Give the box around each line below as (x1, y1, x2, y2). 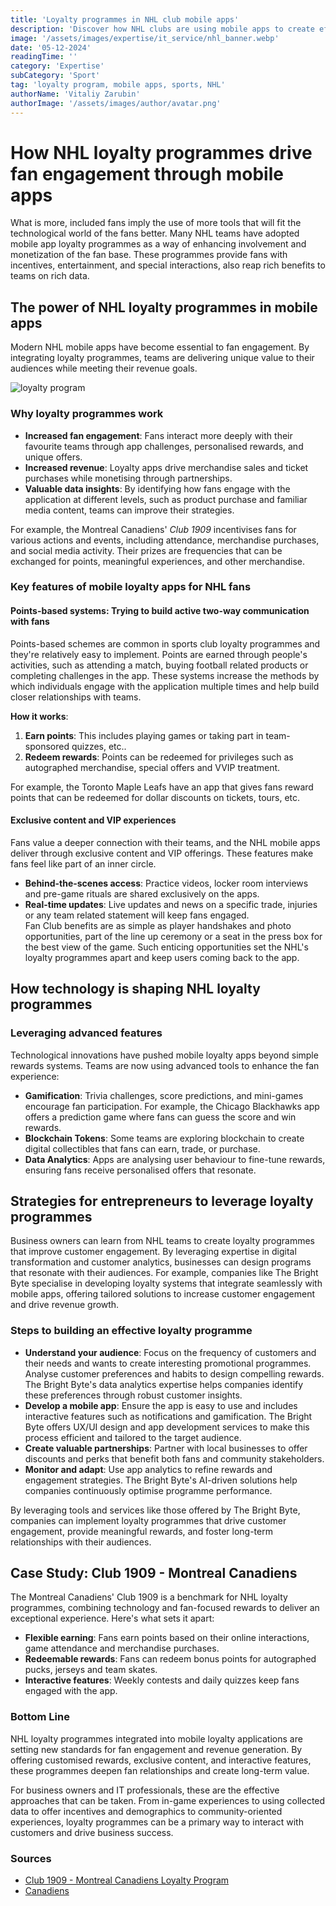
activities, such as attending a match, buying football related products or (10, 659, 309, 671)
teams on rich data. (10, 270, 90, 282)
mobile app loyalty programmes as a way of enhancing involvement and (10, 238, 307, 250)
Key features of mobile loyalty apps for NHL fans (10, 580, 252, 594)
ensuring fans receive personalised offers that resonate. (24, 1164, 257, 1176)
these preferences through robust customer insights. (24, 1389, 243, 1401)
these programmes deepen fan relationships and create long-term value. (10, 1764, 310, 1776)
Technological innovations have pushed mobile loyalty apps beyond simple (10, 1049, 319, 1061)
